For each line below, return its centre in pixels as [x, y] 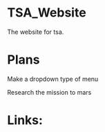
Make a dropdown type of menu [53, 79]
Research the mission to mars [49, 92]
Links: [25, 121]
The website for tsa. [36, 32]
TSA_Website [47, 13]
